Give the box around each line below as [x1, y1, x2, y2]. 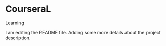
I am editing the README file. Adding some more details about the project [5, 29, 161, 35]
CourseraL [5, 3, 51, 15]
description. [5, 35, 31, 41]
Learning [5, 20, 25, 26]
